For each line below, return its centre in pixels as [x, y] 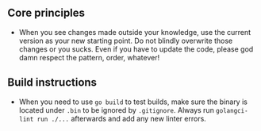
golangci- [232, 110]
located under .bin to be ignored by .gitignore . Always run [117, 110]
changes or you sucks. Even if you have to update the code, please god [136, 49]
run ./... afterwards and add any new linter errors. [122, 118]
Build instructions [52, 83]
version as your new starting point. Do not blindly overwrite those [126, 40]
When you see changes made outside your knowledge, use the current [135, 32]
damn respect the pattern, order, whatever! [89, 57]
